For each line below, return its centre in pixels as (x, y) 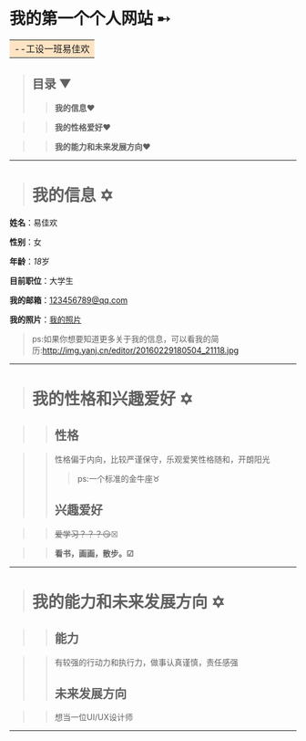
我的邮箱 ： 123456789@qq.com (69, 300)
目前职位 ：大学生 (41, 280)
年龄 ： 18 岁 (30, 261)
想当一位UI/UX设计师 (94, 717)
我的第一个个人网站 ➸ (90, 19)
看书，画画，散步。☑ (94, 553)
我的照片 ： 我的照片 (46, 319)
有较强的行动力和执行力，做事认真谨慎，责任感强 (146, 662)
